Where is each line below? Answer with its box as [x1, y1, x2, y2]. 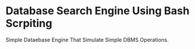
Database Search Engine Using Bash [5, 4, 190, 18]
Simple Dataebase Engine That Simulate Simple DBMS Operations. [5, 36, 169, 43]
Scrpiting [5, 17, 52, 30]
